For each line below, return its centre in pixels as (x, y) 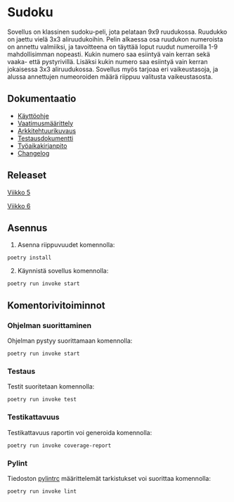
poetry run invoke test (42, 400)
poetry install (30, 258)
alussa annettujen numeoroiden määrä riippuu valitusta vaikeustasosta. (110, 76)
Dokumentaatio (42, 99)
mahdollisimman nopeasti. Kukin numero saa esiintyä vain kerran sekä (109, 54)
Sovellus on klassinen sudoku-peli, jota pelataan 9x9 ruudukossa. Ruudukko (117, 32)
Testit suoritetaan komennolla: (51, 387)
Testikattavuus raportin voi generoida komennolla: (80, 432)
